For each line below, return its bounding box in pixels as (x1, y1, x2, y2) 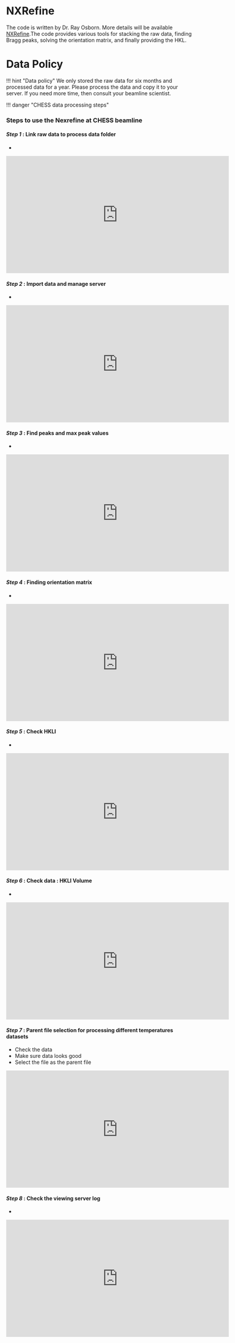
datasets (6, 1033, 28, 1040)
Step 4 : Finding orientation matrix (6, 579, 93, 586)
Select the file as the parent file (14, 1058, 91, 1066)
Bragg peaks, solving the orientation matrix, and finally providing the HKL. (6, 36, 187, 43)
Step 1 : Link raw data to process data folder (6, 131, 116, 138)
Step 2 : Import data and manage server (6, 280, 106, 287)
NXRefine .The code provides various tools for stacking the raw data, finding (6, 30, 192, 37)
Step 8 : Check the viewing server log (6, 1195, 101, 1202)
